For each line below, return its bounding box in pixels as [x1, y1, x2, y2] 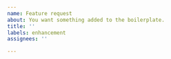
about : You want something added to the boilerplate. [7, 16, 165, 23]
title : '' [7, 23, 36, 29]
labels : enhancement [7, 29, 67, 36]
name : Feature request [7, 10, 72, 17]
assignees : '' [7, 36, 48, 43]
